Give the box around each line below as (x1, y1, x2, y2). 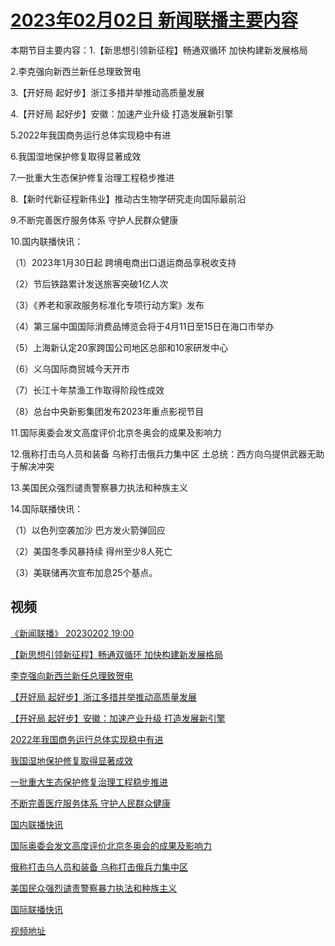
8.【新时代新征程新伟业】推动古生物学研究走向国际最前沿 (10, 192, 247, 205)
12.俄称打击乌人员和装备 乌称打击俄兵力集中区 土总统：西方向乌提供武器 (10, 447, 308, 460)
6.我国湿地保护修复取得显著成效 (10, 150, 142, 162)
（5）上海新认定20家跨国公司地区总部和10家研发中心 (10, 341, 229, 353)
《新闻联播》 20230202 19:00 (10, 627, 135, 639)
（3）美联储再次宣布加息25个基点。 (10, 566, 158, 578)
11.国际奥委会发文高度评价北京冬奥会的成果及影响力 (10, 426, 222, 438)
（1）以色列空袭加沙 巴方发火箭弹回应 (10, 524, 166, 536)
